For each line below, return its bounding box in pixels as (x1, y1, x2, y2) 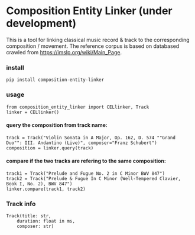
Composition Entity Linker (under (6, 4, 173, 18)
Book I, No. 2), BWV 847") (6, 181, 73, 187)
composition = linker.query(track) (6, 145, 94, 151)
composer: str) (17, 223, 54, 230)
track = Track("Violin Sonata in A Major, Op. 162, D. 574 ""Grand (6, 135, 176, 141)
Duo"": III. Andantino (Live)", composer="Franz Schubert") (6, 140, 158, 146)
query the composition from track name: (6, 122, 108, 129)
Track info (6, 200, 36, 208)
